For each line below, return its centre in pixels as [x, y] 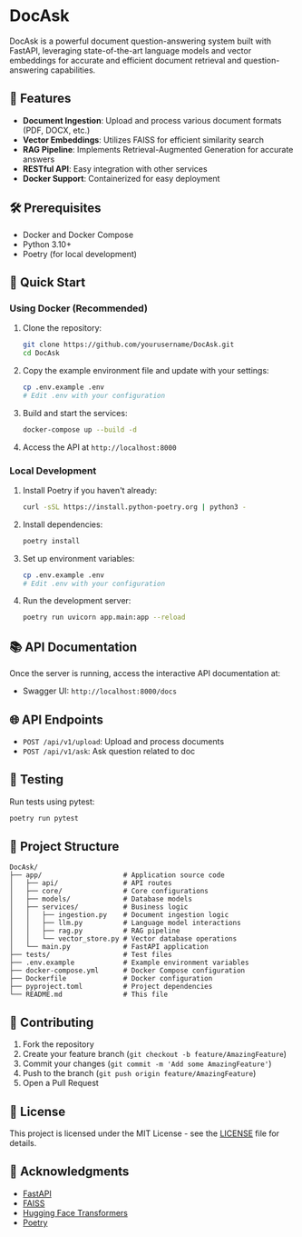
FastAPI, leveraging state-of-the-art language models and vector [131, 50]
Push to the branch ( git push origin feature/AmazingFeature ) [139, 1073]
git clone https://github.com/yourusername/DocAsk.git [128, 345]
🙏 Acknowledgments [69, 1172]
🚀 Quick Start [48, 282]
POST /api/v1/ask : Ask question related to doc [109, 751]
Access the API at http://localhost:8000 [99, 447]
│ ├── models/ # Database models [101, 899]
